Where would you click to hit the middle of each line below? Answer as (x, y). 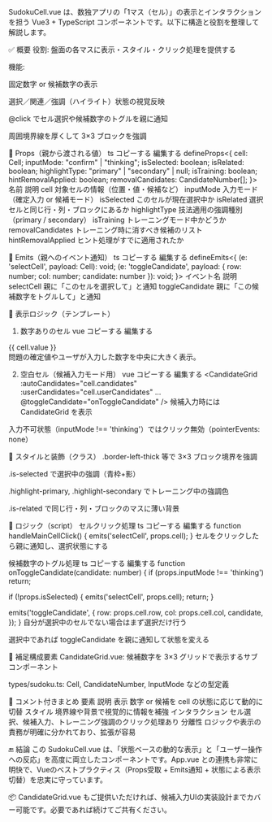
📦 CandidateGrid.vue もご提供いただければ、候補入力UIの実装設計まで (127, 797)
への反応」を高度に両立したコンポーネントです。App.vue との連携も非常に (133, 759)
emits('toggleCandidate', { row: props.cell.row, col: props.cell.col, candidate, (136, 613)
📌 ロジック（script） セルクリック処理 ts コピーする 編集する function (125, 526)
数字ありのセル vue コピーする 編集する (86, 331)
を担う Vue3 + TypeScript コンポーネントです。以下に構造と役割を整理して (134, 22)
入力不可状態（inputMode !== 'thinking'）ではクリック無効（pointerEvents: (134, 429)
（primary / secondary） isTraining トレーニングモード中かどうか (117, 220)
